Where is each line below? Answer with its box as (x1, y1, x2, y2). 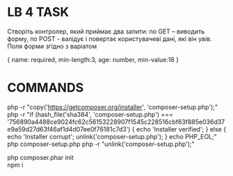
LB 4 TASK (7, 4, 70, 20)
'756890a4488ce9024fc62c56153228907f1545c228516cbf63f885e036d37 (7, 118, 225, 126)
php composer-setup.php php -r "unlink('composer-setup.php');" (7, 140, 195, 148)
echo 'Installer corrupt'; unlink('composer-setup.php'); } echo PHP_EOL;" (7, 132, 218, 141)
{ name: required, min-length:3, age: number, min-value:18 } (7, 55, 179, 63)
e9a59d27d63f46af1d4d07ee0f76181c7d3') (7, 125, 131, 133)
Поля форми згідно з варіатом (7, 42, 97, 50)
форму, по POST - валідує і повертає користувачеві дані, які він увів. (7, 34, 212, 42)
